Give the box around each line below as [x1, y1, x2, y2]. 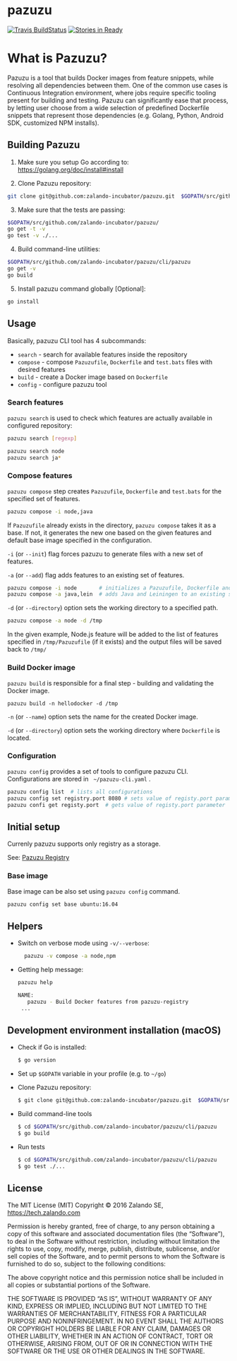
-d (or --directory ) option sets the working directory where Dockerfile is [7, 726, 221, 734]
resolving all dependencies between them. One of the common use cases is [7, 80, 228, 90]
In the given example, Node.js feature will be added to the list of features [7, 630, 219, 639]
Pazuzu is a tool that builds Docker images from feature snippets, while [7, 73, 214, 82]
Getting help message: [17, 966, 83, 974]
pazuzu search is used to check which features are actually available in [7, 414, 213, 422]
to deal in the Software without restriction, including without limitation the [7, 1237, 220, 1246]
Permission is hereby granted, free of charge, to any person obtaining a [7, 1222, 215, 1230]
